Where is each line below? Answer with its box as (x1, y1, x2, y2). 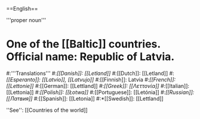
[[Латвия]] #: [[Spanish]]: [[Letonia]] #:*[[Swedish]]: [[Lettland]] (6, 95, 164, 102)
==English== (6, 5, 38, 12)
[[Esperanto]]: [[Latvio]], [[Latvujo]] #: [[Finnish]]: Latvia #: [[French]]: (6, 76, 176, 83)
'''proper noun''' (6, 17, 47, 23)
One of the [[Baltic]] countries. (6, 37, 161, 51)
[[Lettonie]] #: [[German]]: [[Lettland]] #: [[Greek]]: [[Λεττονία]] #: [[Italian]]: (6, 82, 190, 89)
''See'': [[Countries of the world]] (6, 107, 88, 114)
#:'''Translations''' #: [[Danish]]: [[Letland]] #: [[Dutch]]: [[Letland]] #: (6, 70, 174, 77)
